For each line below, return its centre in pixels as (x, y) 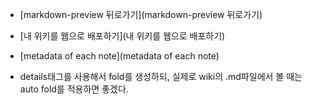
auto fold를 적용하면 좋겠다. (74, 89)
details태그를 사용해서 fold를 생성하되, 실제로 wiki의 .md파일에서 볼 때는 (161, 76)
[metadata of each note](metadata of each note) (119, 56)
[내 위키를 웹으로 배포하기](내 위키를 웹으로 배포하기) (122, 36)
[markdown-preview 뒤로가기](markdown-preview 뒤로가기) (141, 14)
